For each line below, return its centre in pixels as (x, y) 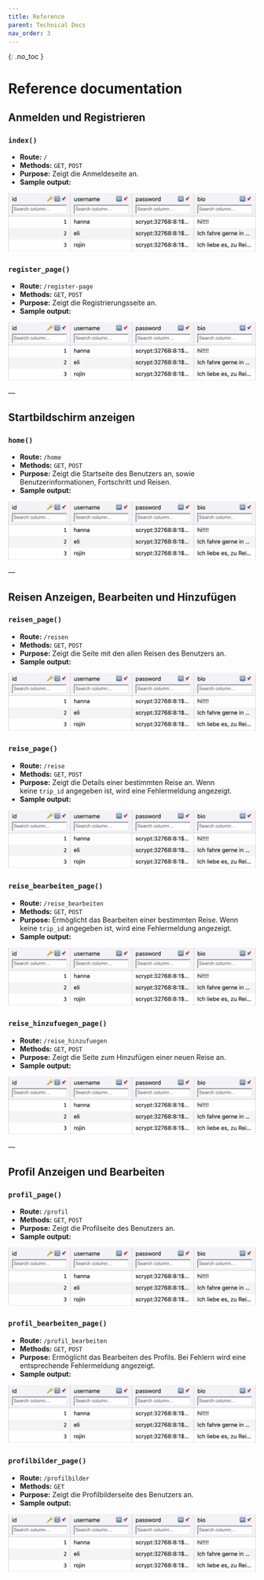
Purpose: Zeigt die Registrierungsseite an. (88, 303)
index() (23, 140)
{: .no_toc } (26, 57)
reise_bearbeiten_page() (56, 886)
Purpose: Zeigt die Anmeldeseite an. (79, 174)
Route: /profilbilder (55, 1478)
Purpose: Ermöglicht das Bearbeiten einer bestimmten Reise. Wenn (129, 920)
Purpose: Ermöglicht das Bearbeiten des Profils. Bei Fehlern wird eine (133, 1357)
